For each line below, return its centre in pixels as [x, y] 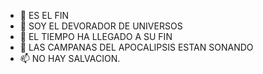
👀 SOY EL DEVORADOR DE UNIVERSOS [101, 26]
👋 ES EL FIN [44, 15]
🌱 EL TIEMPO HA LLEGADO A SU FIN [96, 36]
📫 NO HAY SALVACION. [70, 58]
